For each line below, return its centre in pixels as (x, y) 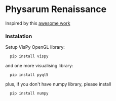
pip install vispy (29, 56)
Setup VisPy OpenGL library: (35, 47)
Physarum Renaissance (56, 9)
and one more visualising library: (39, 66)
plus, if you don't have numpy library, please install (58, 84)
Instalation (19, 36)
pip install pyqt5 (29, 75)
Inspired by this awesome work (38, 23)
